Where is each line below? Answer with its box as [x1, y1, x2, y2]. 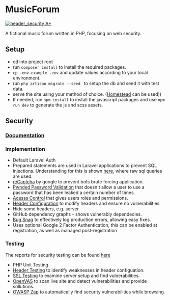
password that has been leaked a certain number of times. [12, 189, 135, 196]
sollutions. [12, 283, 35, 289]
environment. [12, 75, 41, 81]
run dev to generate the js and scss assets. [12, 102, 103, 108]
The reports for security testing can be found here [5, 252, 111, 258]
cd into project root [12, 59, 53, 65]
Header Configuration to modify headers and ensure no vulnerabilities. [12, 200, 161, 207]
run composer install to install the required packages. [12, 64, 126, 70]
